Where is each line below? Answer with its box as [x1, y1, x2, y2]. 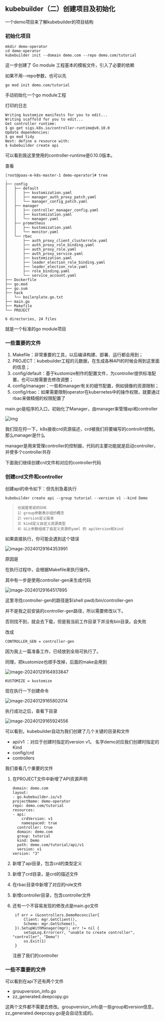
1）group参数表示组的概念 [17, 510, 65, 515]
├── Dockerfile [5, 278, 37, 283]
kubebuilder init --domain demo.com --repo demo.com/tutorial [5, 53, 137, 58]
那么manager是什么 [5, 432, 46, 438]
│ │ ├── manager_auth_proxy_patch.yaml [5, 195, 97, 200]
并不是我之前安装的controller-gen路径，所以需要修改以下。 [5, 608, 126, 613]
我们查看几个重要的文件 [5, 765, 53, 771]
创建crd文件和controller [5, 473, 63, 480]
